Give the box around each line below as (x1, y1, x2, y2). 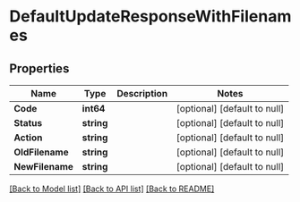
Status (13, 117, 43, 129)
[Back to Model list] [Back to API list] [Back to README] (9, 183, 215, 194)
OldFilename (13, 146, 69, 158)
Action (13, 131, 43, 144)
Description (116, 88, 168, 99)
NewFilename (13, 161, 74, 173)
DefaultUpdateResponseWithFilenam (9, 6, 292, 27)
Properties (9, 61, 70, 76)
